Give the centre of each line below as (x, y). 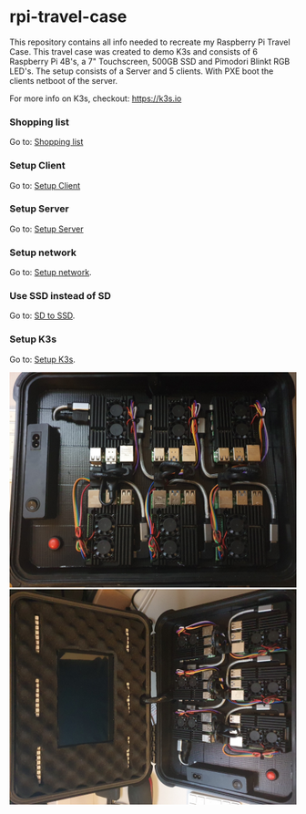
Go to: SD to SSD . (42, 315)
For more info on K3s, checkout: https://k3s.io (96, 98)
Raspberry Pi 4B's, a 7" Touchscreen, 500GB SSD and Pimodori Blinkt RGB (150, 61)
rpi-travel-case (68, 17)
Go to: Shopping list (46, 142)
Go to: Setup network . (51, 273)
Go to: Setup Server (46, 229)
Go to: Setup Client (45, 185)
